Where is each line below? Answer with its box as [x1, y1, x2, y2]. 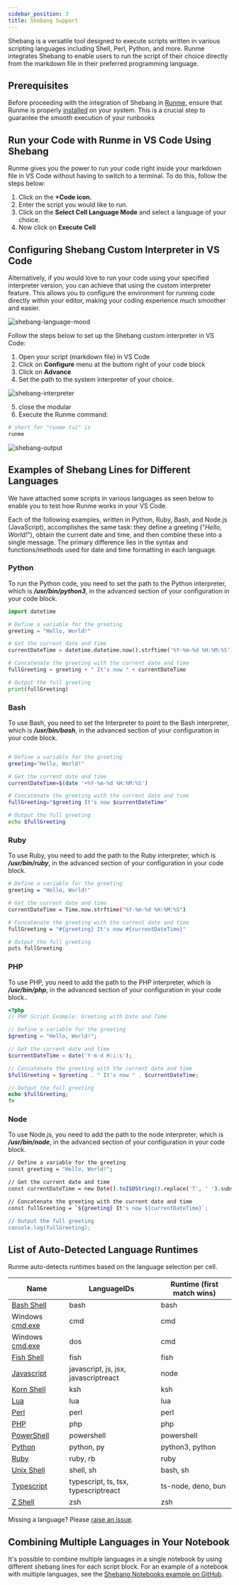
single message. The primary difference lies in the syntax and [8, 537, 189, 547]
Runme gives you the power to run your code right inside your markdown [8, 164, 222, 172]
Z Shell [11, 1497, 35, 1507]
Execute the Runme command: [18, 410, 109, 419]
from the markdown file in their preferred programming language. [8, 59, 199, 67]
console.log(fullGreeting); [8, 1224, 91, 1232]
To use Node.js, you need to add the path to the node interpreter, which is [8, 1130, 224, 1139]
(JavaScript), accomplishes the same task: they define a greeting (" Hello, [8, 522, 222, 531]
